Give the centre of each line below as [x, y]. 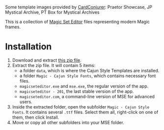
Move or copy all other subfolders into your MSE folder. [68, 122]
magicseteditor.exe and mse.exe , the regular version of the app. [84, 86]
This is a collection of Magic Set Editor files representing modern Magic [78, 22]
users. [26, 102]
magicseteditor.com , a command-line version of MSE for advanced [87, 96]
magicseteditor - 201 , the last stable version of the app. [77, 91]
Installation [28, 47]
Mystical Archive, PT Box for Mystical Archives [52, 12]
